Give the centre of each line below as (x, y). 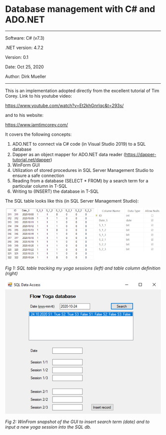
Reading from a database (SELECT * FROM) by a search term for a (80, 181)
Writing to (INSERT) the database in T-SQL (55, 191)
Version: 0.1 (17, 57)
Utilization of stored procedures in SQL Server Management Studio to (83, 170)
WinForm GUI (26, 165)
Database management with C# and (80, 9)
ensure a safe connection (38, 175)
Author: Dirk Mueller (26, 76)
